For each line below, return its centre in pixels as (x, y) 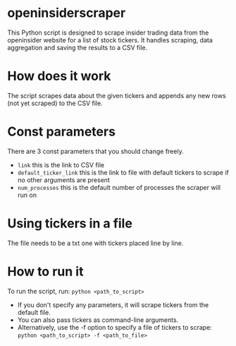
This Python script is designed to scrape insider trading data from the (108, 32)
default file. (34, 312)
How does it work (59, 76)
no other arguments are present (64, 180)
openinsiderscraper (67, 13)
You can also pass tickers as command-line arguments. (98, 320)
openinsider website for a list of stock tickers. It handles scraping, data (110, 40)
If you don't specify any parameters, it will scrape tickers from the (113, 304)
